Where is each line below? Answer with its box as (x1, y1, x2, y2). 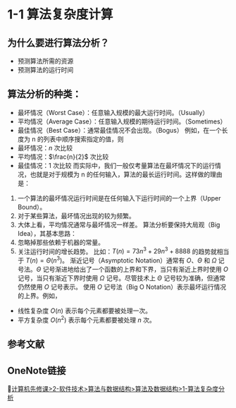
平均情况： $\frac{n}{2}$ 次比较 (17, 152, 109, 161)
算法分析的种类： (7, 88, 82, 100)
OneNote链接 (7, 364, 66, 376)
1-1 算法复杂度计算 (7, 6, 113, 23)
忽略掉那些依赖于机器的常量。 (17, 238, 104, 246)
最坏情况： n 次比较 (17, 143, 73, 152)
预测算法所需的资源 (17, 57, 74, 65)
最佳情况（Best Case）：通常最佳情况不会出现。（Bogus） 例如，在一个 (17, 126, 222, 134)
